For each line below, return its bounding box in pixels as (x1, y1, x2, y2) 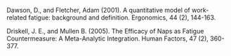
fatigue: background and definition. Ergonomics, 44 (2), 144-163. (28, 13, 216, 22)
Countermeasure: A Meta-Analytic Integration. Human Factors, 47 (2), (6, 34, 209, 43)
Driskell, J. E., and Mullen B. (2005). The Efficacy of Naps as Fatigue (6, 27, 204, 35)
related (6, 13, 27, 22)
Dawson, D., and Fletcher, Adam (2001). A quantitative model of (6, 6, 191, 14)
